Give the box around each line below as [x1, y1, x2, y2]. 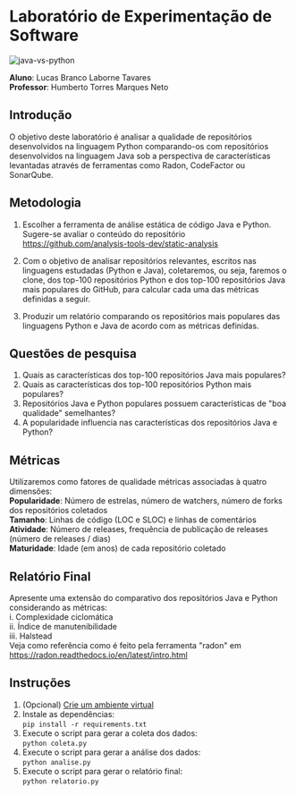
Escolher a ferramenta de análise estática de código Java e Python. [21, 219, 272, 230]
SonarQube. [9, 169, 54, 180]
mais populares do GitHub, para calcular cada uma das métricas [21, 283, 259, 294]
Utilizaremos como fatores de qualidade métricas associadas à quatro [9, 477, 267, 487]
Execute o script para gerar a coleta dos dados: [21, 727, 199, 739]
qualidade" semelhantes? [21, 408, 116, 419]
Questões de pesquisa [9, 346, 137, 361]
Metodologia [9, 195, 82, 211]
